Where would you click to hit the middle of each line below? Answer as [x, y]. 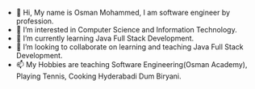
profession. [35, 21]
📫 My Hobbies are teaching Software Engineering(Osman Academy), [132, 64]
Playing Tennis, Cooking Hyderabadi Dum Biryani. [98, 76]
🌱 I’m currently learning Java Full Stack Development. [105, 38]
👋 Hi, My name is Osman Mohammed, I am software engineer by [123, 13]
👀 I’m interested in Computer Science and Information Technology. [126, 30]
